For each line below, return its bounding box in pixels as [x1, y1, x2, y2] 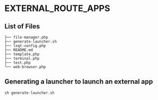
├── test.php [4, 60, 31, 65]
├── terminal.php [4, 56, 40, 61]
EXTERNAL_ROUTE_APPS [4, 3, 111, 14]
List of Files [4, 22, 40, 30]
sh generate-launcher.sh [4, 90, 55, 95]
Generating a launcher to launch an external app [4, 78, 153, 86]
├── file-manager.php [4, 35, 48, 40]
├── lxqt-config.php [4, 43, 47, 48]
